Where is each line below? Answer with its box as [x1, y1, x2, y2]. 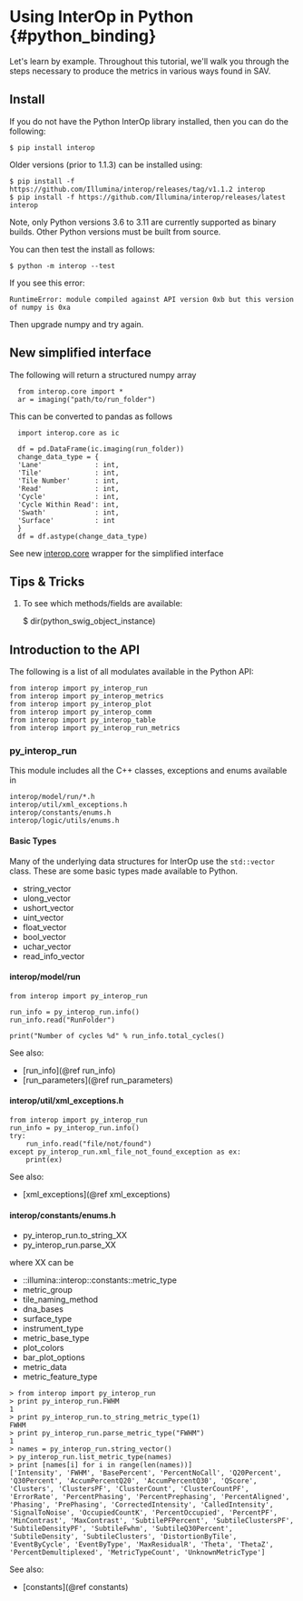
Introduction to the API [9, 642, 141, 657]
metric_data [22, 1362, 67, 1373]
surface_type [22, 1314, 73, 1325]
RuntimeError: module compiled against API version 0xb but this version [9, 295, 295, 304]
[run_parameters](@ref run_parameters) [22, 1075, 174, 1086]
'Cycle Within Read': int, [17, 500, 120, 509]
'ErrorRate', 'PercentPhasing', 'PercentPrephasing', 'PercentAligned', [9, 1493, 290, 1502]
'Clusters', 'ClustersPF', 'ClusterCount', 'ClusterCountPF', [9, 1485, 249, 1494]
